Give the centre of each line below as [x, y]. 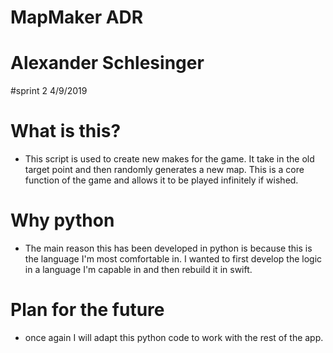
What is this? [66, 131]
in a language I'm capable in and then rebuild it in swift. [138, 269]
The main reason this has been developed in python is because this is [168, 248]
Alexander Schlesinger [107, 63]
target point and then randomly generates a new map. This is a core [164, 170]
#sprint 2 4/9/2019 [49, 91]
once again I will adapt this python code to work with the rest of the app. [174, 337]
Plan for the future [87, 310]
